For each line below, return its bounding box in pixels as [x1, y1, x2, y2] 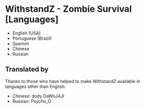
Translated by [5, 65, 48, 74]
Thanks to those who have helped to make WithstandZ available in [5, 78, 141, 84]
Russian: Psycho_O [12, 98, 51, 104]
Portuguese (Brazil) [12, 35, 52, 41]
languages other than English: [5, 83, 66, 89]
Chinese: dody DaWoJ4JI [12, 93, 64, 99]
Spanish [12, 40, 29, 46]
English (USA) [12, 30, 41, 36]
